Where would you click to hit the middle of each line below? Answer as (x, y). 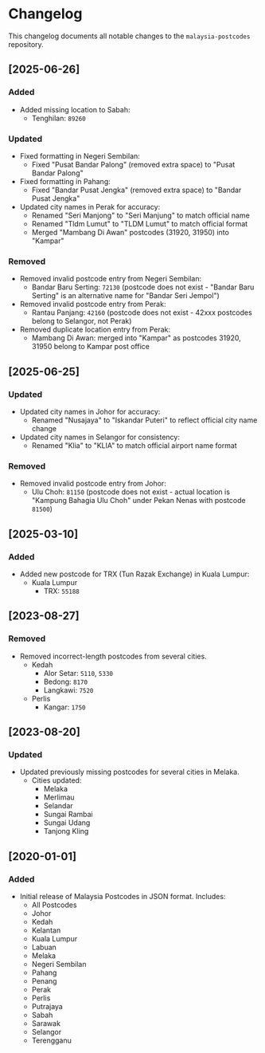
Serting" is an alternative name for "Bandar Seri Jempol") (126, 296)
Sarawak (46, 1023)
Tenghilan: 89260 (58, 118)
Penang (44, 980)
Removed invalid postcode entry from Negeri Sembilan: (110, 279)
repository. (26, 44)
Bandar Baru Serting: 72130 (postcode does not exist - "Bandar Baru (143, 287)
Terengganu (51, 1040)
